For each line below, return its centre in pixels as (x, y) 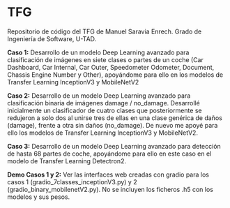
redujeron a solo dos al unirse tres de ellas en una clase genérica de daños (115, 118)
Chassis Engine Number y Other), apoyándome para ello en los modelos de (115, 75)
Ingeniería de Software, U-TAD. (52, 38)
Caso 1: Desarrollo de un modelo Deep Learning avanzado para (98, 52)
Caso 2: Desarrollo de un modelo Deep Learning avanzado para (99, 96)
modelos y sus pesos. (39, 197)
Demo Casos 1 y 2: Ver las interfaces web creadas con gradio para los (108, 174)
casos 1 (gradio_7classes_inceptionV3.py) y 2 (72, 181)
